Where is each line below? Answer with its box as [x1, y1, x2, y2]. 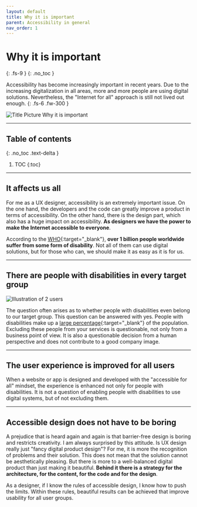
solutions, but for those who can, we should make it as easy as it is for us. [6, 248, 185, 255]
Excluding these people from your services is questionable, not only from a [6, 325, 188, 332]
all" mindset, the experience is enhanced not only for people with [6, 382, 164, 389]
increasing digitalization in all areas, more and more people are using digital [6, 88, 189, 95]
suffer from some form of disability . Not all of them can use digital [6, 242, 168, 249]
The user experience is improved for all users [6, 361, 175, 371]
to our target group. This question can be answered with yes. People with [6, 313, 184, 320]
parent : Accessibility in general [6, 19, 91, 25]
